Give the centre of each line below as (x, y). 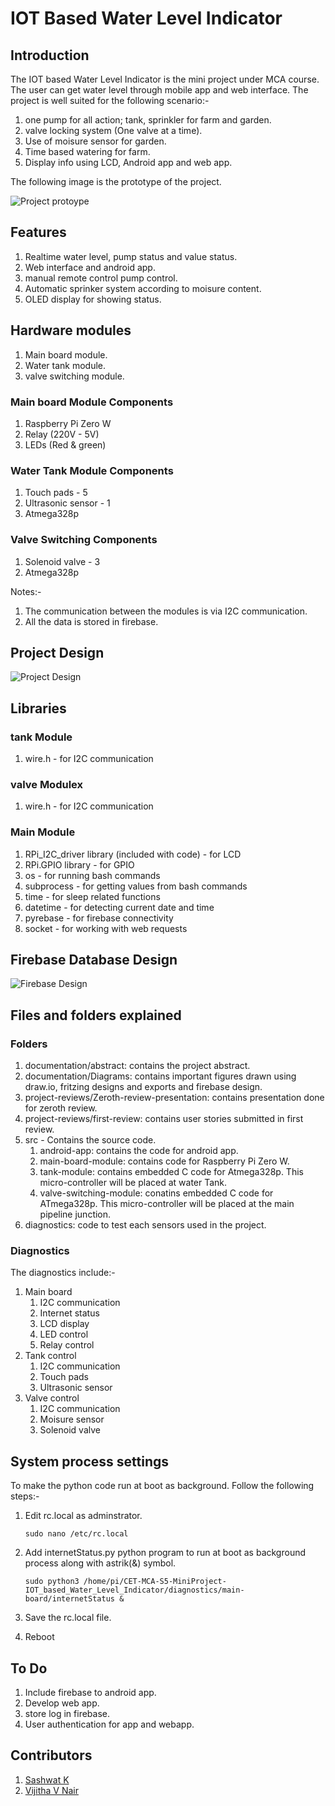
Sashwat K (47, 1779)
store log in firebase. (67, 1714)
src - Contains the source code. (90, 1140)
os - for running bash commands (92, 875)
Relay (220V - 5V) (62, 434)
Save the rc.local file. (68, 1618)
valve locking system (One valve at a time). (113, 130)
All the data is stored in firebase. (91, 621)
